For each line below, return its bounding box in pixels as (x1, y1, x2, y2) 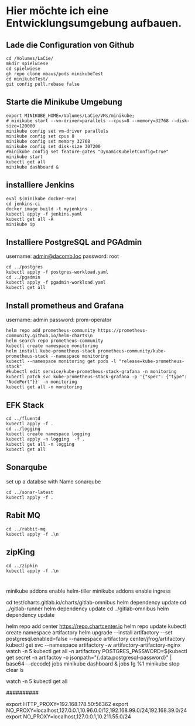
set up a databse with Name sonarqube (6, 478, 101, 485)
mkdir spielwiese (6, 60, 49, 66)
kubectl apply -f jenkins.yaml (6, 211, 83, 217)
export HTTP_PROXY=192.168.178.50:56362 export (6, 700, 129, 707)
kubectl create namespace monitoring (6, 343, 98, 349)
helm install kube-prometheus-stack (6, 348, 95, 354)
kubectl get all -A (6, 216, 54, 222)
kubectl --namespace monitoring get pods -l (6, 358, 117, 365)
